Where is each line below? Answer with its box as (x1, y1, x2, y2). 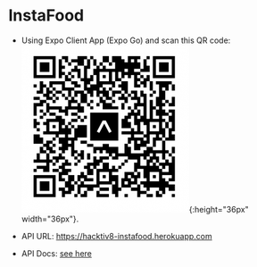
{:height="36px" (188, 204, 249, 214)
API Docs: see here (21, 247, 93, 259)
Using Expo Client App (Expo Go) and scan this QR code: (21, 35, 231, 46)
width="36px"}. (21, 213, 79, 224)
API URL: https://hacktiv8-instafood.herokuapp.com (21, 230, 212, 241)
